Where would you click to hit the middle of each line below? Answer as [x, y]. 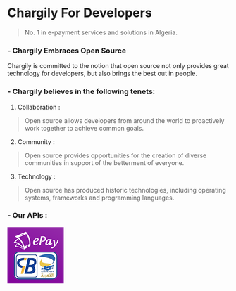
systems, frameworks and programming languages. [99, 198]
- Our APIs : [27, 216]
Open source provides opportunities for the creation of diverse [116, 155]
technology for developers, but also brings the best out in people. [103, 73]
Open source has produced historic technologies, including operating [125, 190]
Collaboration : [39, 107]
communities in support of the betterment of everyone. [104, 162]
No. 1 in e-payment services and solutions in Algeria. [101, 32]
